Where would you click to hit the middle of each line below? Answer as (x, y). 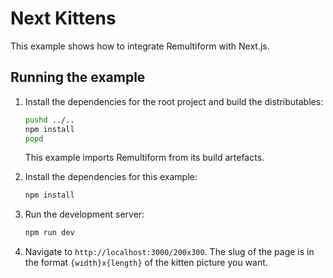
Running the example (78, 77)
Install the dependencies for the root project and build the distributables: (174, 101)
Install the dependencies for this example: (111, 177)
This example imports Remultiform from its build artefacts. (144, 158)
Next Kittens (63, 18)
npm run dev (49, 233)
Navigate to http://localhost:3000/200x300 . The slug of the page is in (169, 252)
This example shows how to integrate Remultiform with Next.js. (140, 46)
